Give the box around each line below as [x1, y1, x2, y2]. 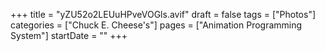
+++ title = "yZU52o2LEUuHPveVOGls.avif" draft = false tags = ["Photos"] [10, 9, 317, 20]
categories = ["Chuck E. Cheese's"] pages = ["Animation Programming [10, 19, 303, 31]
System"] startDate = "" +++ [10, 30, 128, 41]
